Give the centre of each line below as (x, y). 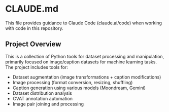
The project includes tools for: (37, 67)
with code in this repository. (34, 28)
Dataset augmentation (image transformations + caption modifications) (87, 77)
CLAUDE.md (32, 9)
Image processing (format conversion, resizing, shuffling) (73, 82)
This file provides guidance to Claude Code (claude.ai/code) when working (84, 23)
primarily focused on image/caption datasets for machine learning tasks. (81, 62)
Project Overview (33, 44)
